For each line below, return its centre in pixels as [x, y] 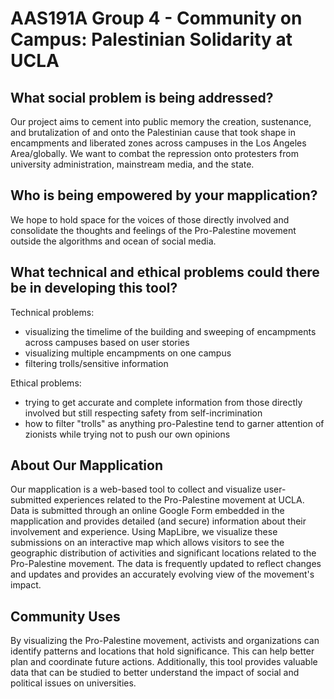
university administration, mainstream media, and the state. [132, 164]
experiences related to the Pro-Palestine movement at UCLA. [179, 500]
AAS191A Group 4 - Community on [156, 18]
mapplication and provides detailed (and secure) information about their [158, 521]
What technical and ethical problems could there [165, 272]
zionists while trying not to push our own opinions [127, 434]
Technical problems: [52, 312]
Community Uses [65, 616]
